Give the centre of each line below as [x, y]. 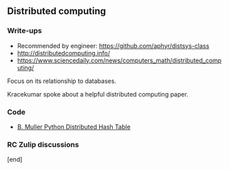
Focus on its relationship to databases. [62, 81]
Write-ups [25, 31]
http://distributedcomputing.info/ [63, 53]
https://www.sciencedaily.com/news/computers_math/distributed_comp [119, 60]
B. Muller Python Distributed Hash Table [74, 127]
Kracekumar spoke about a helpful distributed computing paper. [98, 94]
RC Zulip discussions [43, 145]
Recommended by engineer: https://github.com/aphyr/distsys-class [113, 46]
